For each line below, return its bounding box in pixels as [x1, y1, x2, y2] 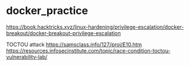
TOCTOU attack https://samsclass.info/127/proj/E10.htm [6, 41, 142, 48]
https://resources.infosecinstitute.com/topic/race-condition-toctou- [6, 47, 171, 54]
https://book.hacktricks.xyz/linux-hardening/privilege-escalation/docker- [6, 23, 184, 30]
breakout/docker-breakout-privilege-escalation [6, 29, 121, 36]
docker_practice [6, 4, 89, 18]
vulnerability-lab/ [6, 53, 48, 60]
